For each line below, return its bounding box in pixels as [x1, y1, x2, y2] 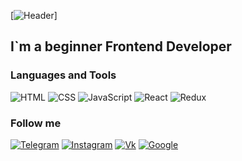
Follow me [10, 116, 62, 130]
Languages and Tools [10, 68, 117, 82]
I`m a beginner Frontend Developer [10, 38, 232, 55]
